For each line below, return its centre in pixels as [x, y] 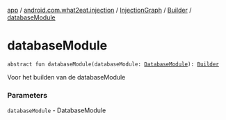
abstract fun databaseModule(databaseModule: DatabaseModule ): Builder [113, 64]
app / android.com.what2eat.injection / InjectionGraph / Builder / [99, 10]
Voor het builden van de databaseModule [66, 77]
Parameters [27, 95]
